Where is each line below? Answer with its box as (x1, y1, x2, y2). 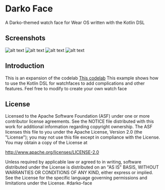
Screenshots (5, 34, 46, 42)
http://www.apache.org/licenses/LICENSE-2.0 (5, 149, 99, 155)
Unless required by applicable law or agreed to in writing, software (5, 159, 142, 165)
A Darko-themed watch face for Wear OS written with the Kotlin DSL (5, 19, 145, 25)
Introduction (5, 62, 45, 70)
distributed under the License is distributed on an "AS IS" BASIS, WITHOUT (5, 164, 159, 170)
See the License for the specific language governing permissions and (5, 175, 148, 181)
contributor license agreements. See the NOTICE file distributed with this (5, 118, 154, 125)
